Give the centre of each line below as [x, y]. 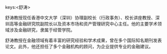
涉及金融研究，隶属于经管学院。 [42, 30]
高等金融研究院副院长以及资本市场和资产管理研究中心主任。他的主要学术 [83, 24]
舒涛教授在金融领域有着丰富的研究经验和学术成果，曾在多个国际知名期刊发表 [83, 40]
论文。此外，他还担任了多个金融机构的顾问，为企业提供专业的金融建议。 [79, 46]
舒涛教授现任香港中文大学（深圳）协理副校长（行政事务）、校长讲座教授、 [80, 18]
